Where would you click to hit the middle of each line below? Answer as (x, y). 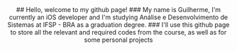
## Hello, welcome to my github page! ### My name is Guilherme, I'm (118, 10)
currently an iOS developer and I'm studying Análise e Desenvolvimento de (118, 17)
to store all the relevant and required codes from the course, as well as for (118, 32)
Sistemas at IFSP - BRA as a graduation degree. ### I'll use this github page (118, 25)
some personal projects (118, 40)
